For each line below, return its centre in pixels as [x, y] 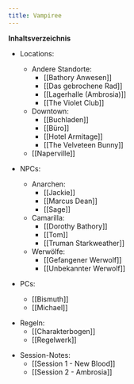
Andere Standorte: [62, 69]
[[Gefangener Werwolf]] [82, 259]
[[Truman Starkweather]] [84, 243]
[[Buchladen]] [66, 119]
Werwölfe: [48, 252]
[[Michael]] [50, 307]
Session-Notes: [45, 355]
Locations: [37, 53]
